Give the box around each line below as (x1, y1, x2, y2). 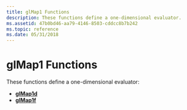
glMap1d (15, 90, 38, 98)
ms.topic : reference (6, 26, 59, 32)
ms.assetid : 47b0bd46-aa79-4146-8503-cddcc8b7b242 (6, 20, 138, 26)
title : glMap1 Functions (6, 9, 70, 15)
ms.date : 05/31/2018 (6, 32, 59, 38)
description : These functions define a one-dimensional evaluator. (6, 15, 182, 21)
